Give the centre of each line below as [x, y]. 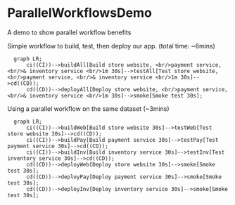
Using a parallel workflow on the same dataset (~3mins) [89, 108]
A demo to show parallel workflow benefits [69, 32]
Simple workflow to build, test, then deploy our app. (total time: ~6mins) [112, 46]
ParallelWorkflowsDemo [80, 13]
